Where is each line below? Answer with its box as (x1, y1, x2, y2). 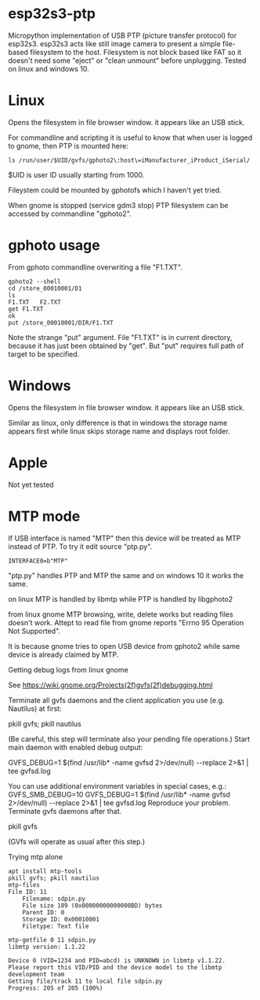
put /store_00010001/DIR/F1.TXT (8, 319, 114, 327)
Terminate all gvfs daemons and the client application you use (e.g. (8, 695, 225, 705)
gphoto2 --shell (8, 277, 61, 285)
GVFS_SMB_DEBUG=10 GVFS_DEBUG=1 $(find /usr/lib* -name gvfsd (8, 789, 231, 799)
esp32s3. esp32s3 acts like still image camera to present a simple (8, 38, 221, 48)
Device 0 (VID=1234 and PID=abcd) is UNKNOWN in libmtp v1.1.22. (8, 956, 226, 965)
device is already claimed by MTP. (8, 650, 119, 659)
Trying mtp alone (8, 852, 63, 861)
